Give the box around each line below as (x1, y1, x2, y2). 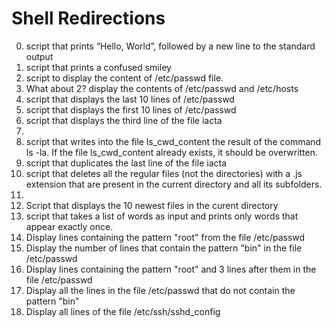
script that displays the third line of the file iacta (25, 114, 223, 126)
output (25, 50, 54, 62)
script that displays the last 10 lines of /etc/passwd (25, 93, 235, 105)
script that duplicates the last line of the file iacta (25, 157, 228, 169)
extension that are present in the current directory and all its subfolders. (25, 178, 323, 190)
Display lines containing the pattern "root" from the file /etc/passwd (25, 231, 306, 243)
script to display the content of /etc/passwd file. (25, 72, 224, 84)
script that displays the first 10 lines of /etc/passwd (25, 103, 237, 116)
